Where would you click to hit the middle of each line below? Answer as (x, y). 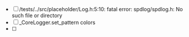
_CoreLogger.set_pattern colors (57, 22)
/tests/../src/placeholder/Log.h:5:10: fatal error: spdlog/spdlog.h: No (101, 9)
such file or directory (37, 15)
